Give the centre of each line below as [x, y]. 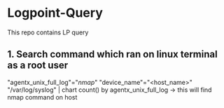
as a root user [38, 66]
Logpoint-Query [55, 13]
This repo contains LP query [48, 32]
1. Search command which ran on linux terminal [113, 54]
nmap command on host [42, 97]
